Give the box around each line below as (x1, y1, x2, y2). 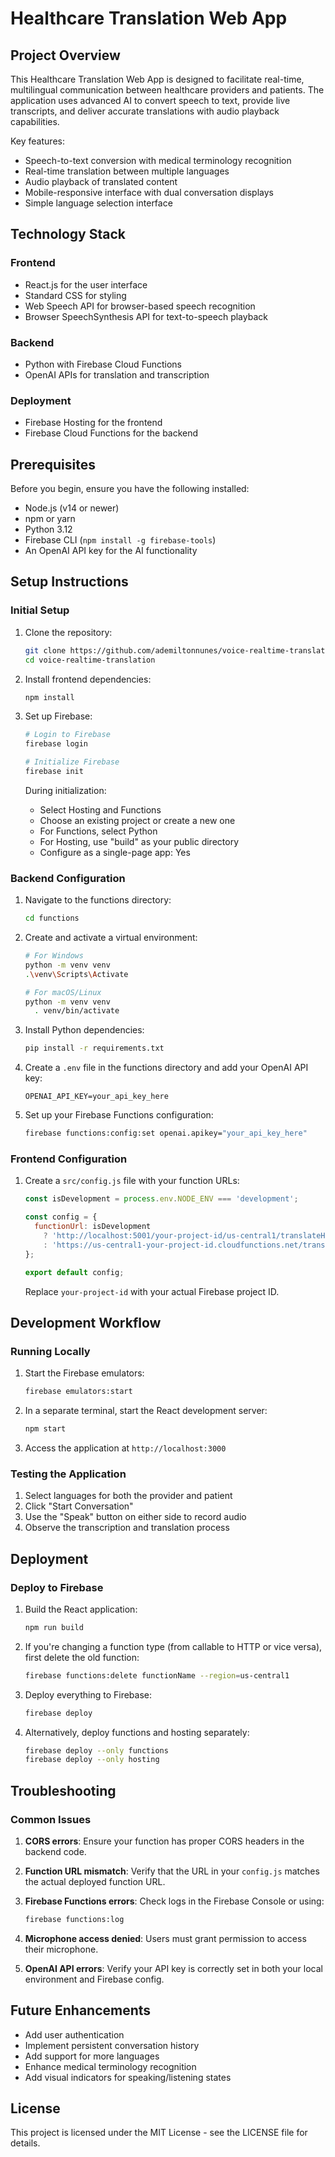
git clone (24, 645, 67, 656)
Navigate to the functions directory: (24, 894, 172, 906)
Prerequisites (10, 456, 96, 473)
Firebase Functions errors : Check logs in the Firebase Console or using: (24, 1895, 325, 1907)
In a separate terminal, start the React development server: (24, 1405, 268, 1417)
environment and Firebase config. (24, 1973, 165, 1985)
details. (10, 2137, 41, 2149)
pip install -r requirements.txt (24, 1043, 165, 1054)
